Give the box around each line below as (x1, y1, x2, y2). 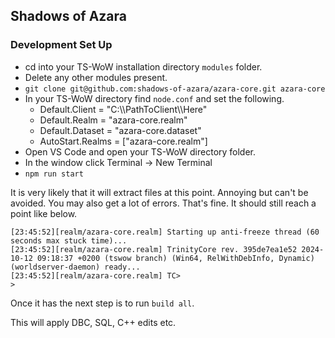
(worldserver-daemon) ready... (10, 262, 141, 272)
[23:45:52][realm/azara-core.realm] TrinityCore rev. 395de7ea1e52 (10, 244, 298, 254)
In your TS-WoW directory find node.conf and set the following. (24, 92, 285, 104)
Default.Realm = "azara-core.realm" (39, 114, 188, 126)
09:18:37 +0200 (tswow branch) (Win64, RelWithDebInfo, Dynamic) (36, 253, 315, 263)
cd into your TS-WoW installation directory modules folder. (24, 60, 263, 73)
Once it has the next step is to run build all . (10, 297, 195, 309)
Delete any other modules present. (24, 71, 168, 83)
